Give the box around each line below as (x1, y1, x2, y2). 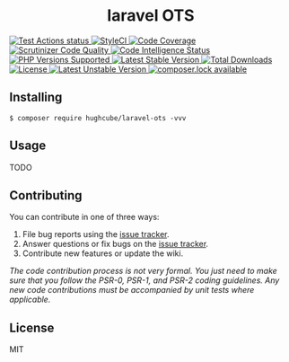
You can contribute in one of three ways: (9, 212, 160, 223)
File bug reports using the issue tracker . (22, 229, 170, 240)
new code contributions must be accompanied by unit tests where (9, 285, 255, 296)
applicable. (9, 294, 51, 305)
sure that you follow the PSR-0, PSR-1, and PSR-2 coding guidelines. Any (9, 275, 280, 286)
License (9, 320, 55, 335)
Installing (9, 90, 63, 105)
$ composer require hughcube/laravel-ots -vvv (9, 113, 187, 122)
